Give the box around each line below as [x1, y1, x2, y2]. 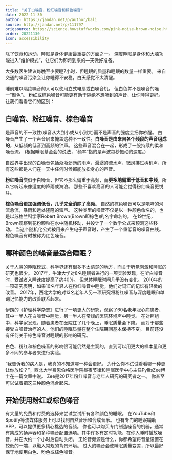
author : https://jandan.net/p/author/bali [5, 17, 97, 22]
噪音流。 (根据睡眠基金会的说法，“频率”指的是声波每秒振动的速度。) [5, 148, 146, 154]
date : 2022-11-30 [5, 12, 42, 17]
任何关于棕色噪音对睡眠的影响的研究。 [9, 332, 91, 338]
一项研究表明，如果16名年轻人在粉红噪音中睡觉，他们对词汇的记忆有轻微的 [5, 283, 163, 289]
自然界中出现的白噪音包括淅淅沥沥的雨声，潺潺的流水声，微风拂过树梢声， [5, 159, 162, 166]
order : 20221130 [5, 31, 40, 36]
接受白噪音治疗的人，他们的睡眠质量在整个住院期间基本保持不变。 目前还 [5, 326, 159, 332]
